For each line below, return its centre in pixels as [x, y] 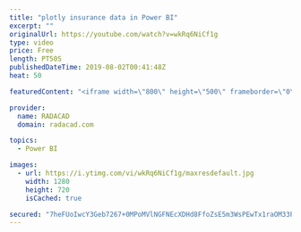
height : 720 [47, 190]
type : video [31, 42]
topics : [24, 141]
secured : [26, 214]
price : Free [31, 51]
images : [24, 165]
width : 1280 [47, 181]
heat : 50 [26, 76]
